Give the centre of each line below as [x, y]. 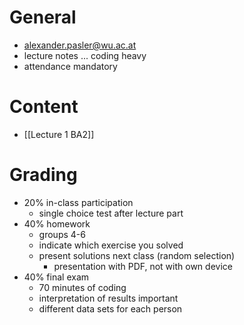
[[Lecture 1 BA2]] [59, 134]
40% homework [57, 223]
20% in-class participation [78, 202]
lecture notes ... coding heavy [85, 55]
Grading [43, 175]
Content [44, 107]
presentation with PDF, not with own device [143, 266]
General [43, 17]
